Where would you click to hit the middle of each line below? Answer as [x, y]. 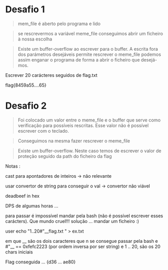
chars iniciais [19, 252]
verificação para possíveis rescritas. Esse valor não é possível [83, 125]
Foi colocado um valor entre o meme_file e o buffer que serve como [89, 120]
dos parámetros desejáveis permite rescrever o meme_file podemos [89, 54]
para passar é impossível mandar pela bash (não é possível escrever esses [84, 216]
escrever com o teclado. [43, 131]
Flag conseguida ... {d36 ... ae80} [41, 262]
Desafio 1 [25, 9]
